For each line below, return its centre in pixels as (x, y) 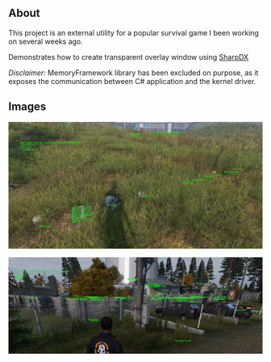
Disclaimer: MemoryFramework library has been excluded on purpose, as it (133, 73)
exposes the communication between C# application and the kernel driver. (132, 81)
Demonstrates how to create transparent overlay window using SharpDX (129, 57)
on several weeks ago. (46, 41)
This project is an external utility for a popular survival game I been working (134, 32)
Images (27, 107)
